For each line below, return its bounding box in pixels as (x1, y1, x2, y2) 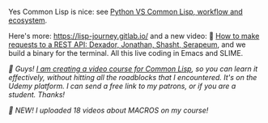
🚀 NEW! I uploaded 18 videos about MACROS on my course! (8, 105, 209, 115)
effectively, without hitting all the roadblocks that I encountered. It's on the (8, 73, 257, 82)
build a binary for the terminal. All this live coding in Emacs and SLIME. (8, 49, 244, 57)
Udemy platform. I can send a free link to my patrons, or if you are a (8, 81, 236, 91)
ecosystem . (8, 15, 48, 25)
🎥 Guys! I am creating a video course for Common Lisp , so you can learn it (8, 64, 258, 74)
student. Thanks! (8, 90, 66, 100)
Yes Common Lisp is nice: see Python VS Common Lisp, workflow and (8, 7, 243, 16)
